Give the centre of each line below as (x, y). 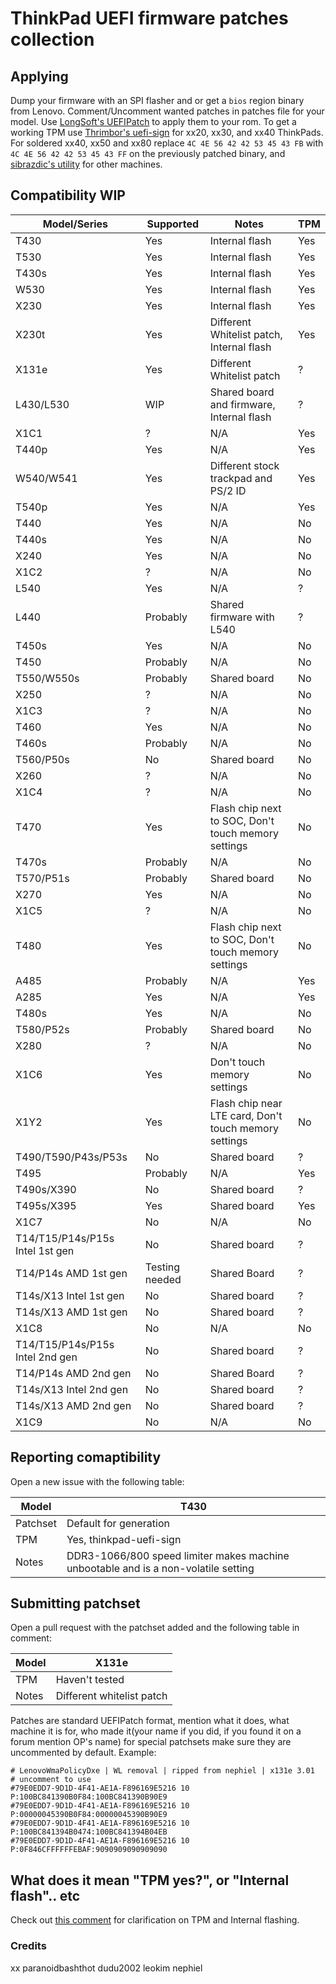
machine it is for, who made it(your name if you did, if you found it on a (156, 1731)
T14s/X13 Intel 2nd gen (72, 1389)
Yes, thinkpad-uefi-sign (124, 1539)
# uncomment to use (51, 1780)
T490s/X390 (46, 1189)
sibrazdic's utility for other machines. (86, 164)
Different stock (244, 465)
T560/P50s (42, 759)
